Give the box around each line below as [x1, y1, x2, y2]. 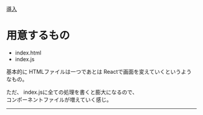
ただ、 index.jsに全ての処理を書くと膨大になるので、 [6, 88, 138, 96]
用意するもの [6, 29, 71, 42]
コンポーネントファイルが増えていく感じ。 [6, 96, 112, 103]
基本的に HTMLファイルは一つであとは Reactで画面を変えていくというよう [6, 68, 192, 75]
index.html [14, 49, 42, 56]
